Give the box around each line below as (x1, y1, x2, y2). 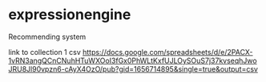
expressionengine (8, 6, 131, 24)
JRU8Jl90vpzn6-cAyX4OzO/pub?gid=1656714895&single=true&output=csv (8, 64, 259, 73)
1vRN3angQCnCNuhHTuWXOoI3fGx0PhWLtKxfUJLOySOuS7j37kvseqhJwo (8, 56, 258, 65)
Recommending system (8, 32, 87, 41)
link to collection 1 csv (8, 47, 82, 57)
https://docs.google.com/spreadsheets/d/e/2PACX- (83, 47, 254, 57)
